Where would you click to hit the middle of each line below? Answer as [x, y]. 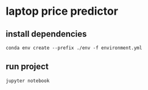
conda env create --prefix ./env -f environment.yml [74, 48]
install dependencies [46, 34]
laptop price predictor [62, 11]
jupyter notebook [28, 81]
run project [27, 66]
